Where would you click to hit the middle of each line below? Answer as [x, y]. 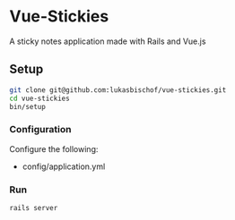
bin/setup [28, 106]
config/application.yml [64, 166]
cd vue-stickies [39, 98]
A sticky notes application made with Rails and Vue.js [108, 41]
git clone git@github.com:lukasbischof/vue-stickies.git [118, 90]
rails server [34, 207]
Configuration [40, 130]
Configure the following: [54, 148]
